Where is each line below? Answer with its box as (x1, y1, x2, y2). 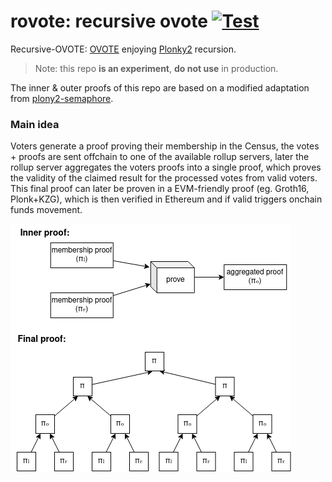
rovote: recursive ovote (10, 10, 208, 33)
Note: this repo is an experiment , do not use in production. (34, 62, 279, 74)
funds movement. (10, 204, 83, 216)
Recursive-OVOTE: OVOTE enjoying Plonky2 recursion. (10, 43, 237, 55)
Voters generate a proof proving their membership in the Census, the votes (10, 140, 320, 152)
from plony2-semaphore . (10, 92, 114, 104)
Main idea (10, 117, 60, 131)
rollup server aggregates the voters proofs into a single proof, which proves (10, 161, 322, 174)
